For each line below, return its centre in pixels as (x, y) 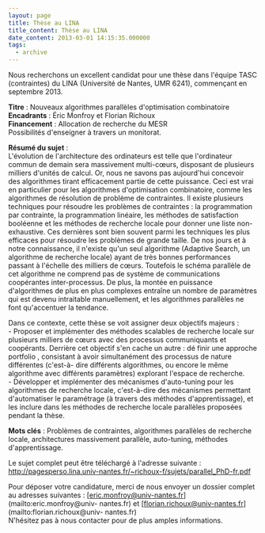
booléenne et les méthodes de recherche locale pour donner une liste (122, 223)
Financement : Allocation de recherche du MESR (88, 124)
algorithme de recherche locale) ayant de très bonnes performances (119, 257)
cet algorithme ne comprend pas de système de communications (114, 274)
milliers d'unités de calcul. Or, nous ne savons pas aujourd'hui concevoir (126, 173)
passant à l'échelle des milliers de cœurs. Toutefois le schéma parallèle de (130, 265)
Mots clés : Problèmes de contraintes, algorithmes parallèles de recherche (130, 431)
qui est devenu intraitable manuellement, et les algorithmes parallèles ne (126, 299)
